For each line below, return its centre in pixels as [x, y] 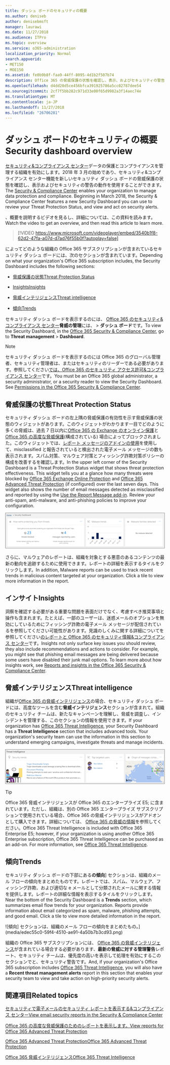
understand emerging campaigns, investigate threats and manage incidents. [84, 742]
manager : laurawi [24, 27]
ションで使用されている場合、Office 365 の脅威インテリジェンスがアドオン [83, 815]
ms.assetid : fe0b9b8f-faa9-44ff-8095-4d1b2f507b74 [60, 75]
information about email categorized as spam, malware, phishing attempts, [83, 910]
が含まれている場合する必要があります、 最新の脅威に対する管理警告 [85, 949]
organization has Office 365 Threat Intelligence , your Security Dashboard [82, 726]
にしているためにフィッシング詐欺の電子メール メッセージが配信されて [83, 624]
